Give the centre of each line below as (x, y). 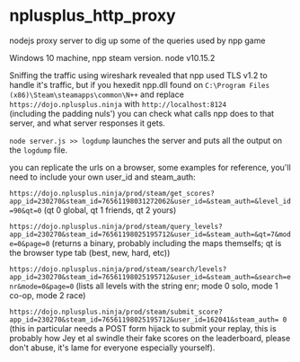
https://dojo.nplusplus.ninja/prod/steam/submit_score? (116, 312)
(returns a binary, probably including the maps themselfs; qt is (167, 243)
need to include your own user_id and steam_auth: (102, 177)
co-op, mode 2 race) (48, 295)
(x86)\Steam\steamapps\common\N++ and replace (97, 94)
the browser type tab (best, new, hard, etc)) (90, 252)
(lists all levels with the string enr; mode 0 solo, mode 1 (177, 286)
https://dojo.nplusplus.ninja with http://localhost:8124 (118, 103)
